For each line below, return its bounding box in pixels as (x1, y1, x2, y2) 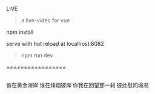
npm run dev (21, 52, 53, 59)
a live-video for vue (21, 17, 70, 23)
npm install (6, 28, 34, 36)
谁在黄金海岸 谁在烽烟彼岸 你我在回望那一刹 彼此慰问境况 (6, 81, 149, 89)
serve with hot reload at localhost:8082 (6, 40, 104, 47)
